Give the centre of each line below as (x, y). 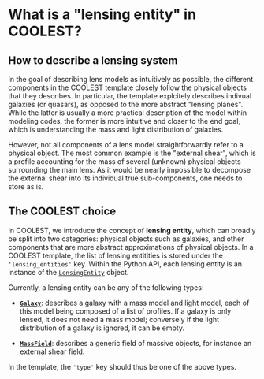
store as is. (26, 186)
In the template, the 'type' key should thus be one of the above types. (122, 366)
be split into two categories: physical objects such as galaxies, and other (126, 239)
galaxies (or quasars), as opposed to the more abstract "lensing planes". (126, 104)
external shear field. (52, 351)
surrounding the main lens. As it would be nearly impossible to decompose (129, 170)
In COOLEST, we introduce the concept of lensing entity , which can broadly (132, 230)
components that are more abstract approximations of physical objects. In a (131, 247)
